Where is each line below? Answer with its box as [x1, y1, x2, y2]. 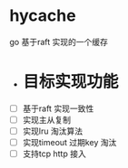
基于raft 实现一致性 [22, 103, 94, 114]
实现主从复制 [22, 114, 71, 125]
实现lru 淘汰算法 [22, 126, 84, 136]
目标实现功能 [22, 71, 119, 92]
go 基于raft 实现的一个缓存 [9, 36, 109, 47]
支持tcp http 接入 [22, 148, 86, 159]
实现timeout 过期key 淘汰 [22, 137, 117, 148]
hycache [9, 5, 76, 26]
